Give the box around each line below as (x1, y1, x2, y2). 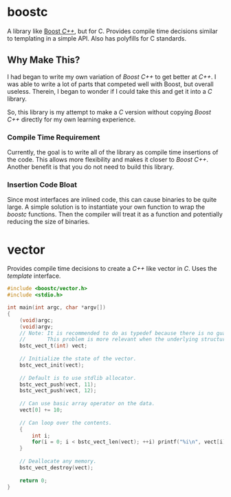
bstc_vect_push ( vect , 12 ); (19, 387, 97, 394)
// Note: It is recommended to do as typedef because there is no (19, 329, 214, 336)
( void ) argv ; (19, 323, 54, 330)
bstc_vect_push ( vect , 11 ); (19, 381, 97, 388)
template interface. (7, 272, 61, 280)
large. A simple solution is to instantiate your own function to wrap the (7, 203, 205, 211)
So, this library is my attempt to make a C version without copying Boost (7, 108, 212, 116)
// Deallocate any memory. (19, 458, 97, 465)
